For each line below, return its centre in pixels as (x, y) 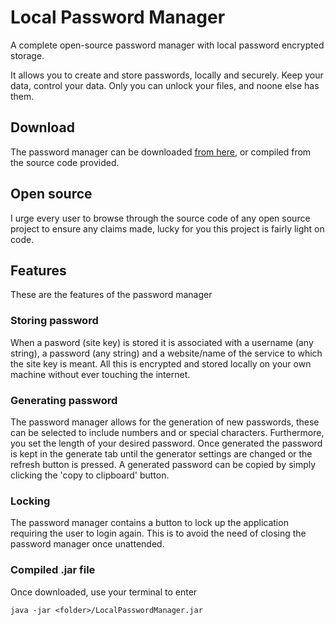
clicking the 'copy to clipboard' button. (90, 475)
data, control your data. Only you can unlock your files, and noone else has (165, 85)
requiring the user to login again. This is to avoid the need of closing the (158, 533)
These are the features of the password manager (111, 295)
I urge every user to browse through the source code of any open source (160, 218)
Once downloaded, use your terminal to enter (104, 592)
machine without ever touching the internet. (100, 374)
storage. (27, 55)
